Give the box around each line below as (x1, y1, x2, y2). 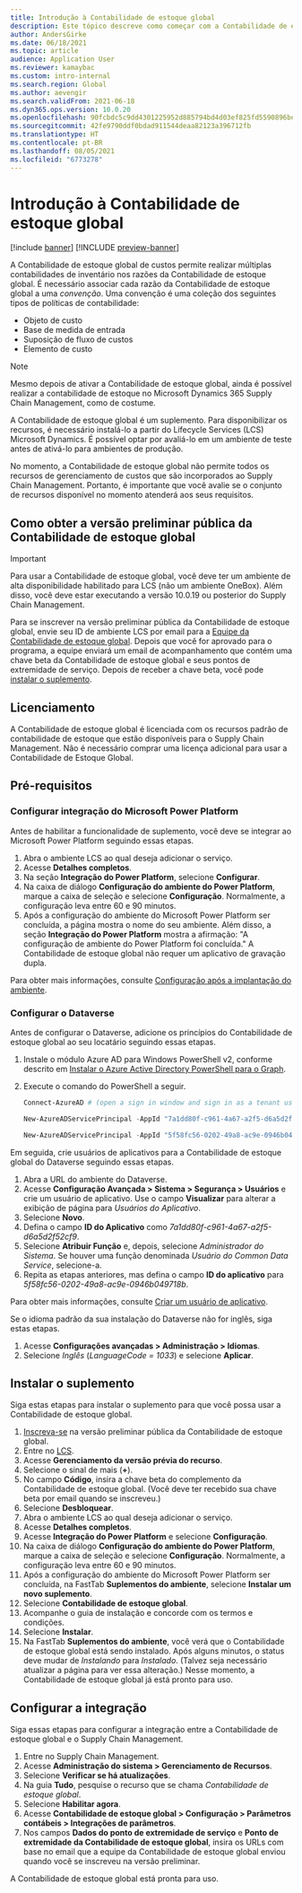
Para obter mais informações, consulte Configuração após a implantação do (10, 974, 292, 985)
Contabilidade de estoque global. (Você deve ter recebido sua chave (22, 1484, 277, 1495)
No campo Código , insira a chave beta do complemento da (22, 1474, 242, 1485)
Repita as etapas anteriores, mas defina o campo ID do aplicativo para (22, 1269, 285, 1279)
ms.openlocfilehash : (10, 113, 88, 122)
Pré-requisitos (10, 778, 93, 794)
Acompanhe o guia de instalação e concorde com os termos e (22, 1608, 254, 1618)
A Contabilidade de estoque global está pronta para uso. (10, 1873, 219, 1884)
